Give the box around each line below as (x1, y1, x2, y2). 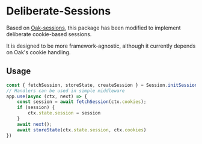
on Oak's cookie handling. (6, 48, 71, 55)
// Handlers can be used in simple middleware (6, 87, 125, 94)
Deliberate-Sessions (6, 4, 111, 18)
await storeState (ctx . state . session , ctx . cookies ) (17, 127, 147, 133)
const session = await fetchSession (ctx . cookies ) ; (17, 99, 147, 105)
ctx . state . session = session (28, 110, 101, 116)
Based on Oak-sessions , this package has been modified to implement (6, 24, 182, 31)
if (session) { (17, 104, 55, 111)
